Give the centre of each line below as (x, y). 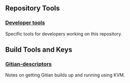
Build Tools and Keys (39, 50)
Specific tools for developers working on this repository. (64, 34)
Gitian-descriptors (29, 64)
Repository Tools (33, 8)
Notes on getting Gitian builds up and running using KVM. (65, 75)
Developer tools (25, 23)
